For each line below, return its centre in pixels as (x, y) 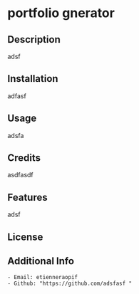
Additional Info (41, 261)
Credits (24, 158)
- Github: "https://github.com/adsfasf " (70, 284)
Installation (33, 79)
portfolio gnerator (61, 13)
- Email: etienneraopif (43, 278)
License (25, 237)
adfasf (17, 96)
